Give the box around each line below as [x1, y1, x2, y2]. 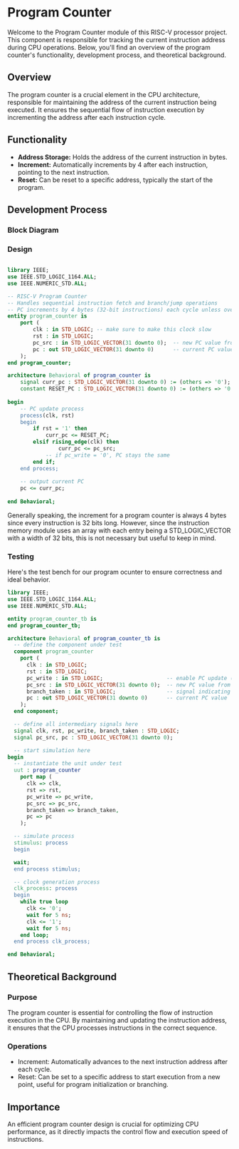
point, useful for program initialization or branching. [17, 1080, 169, 1089]
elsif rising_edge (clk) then [33, 438, 119, 446]
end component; [14, 708, 59, 715]
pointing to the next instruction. [17, 168, 110, 176]
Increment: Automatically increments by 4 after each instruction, [17, 160, 208, 168]
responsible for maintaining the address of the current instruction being [7, 98, 217, 106]
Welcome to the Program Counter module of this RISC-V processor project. [7, 28, 228, 36]
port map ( [20, 774, 53, 781]
